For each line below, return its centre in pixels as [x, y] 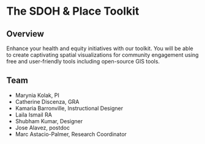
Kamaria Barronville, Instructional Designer [69, 108]
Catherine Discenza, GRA [47, 101]
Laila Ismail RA [33, 115]
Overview [25, 34]
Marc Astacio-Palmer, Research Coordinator [71, 134]
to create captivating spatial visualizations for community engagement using [102, 55]
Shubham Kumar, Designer [49, 121]
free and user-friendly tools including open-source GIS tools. [83, 61]
